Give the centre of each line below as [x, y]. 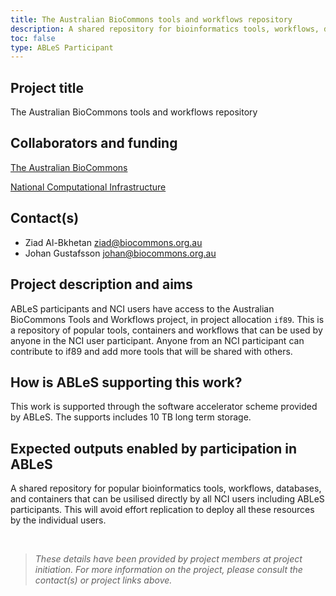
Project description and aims [101, 284]
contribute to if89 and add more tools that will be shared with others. [151, 351]
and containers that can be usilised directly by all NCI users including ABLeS [167, 499]
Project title [47, 87]
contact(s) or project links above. [103, 580]
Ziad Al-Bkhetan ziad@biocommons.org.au [113, 242]
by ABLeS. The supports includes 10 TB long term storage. [131, 417]
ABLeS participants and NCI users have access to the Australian [142, 308]
